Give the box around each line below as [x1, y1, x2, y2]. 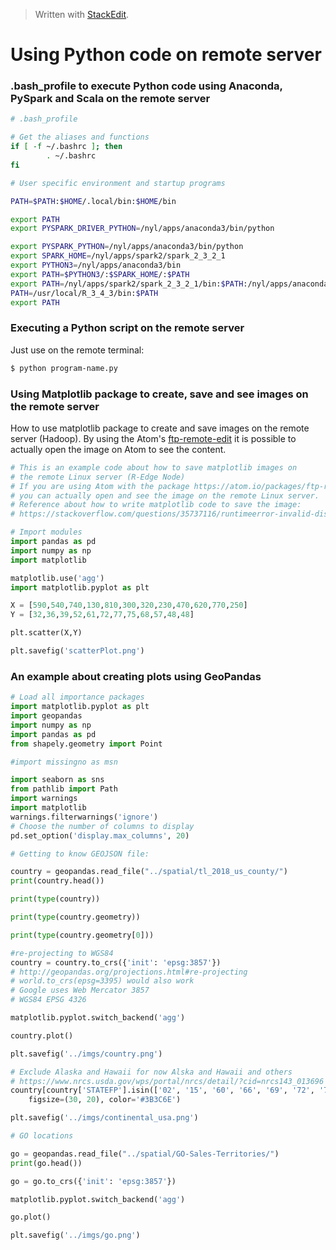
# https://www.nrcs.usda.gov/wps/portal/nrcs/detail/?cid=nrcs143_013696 [10, 1076, 325, 1086]
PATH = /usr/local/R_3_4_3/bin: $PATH [10, 288, 159, 298]
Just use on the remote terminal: [10, 344, 145, 356]
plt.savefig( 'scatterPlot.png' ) [10, 646, 145, 656]
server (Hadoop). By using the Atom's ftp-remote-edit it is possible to [10, 432, 297, 444]
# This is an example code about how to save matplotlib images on [10, 462, 298, 473]
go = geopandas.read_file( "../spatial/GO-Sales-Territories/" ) [10, 1149, 280, 1159]
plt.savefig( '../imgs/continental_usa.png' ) [10, 1113, 199, 1123]
